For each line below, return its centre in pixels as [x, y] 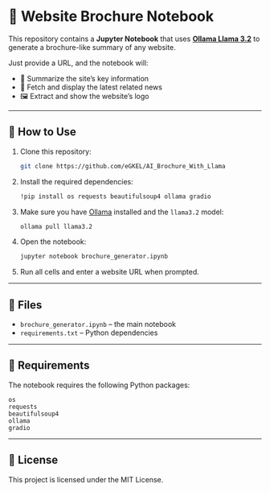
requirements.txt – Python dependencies [89, 333]
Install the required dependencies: [77, 181]
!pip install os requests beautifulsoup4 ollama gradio [115, 196]
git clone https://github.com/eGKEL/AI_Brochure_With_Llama [123, 166]
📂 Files [25, 305]
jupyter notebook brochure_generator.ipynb [94, 257]
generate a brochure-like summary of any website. [92, 47]
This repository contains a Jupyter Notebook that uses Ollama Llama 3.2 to [134, 39]
